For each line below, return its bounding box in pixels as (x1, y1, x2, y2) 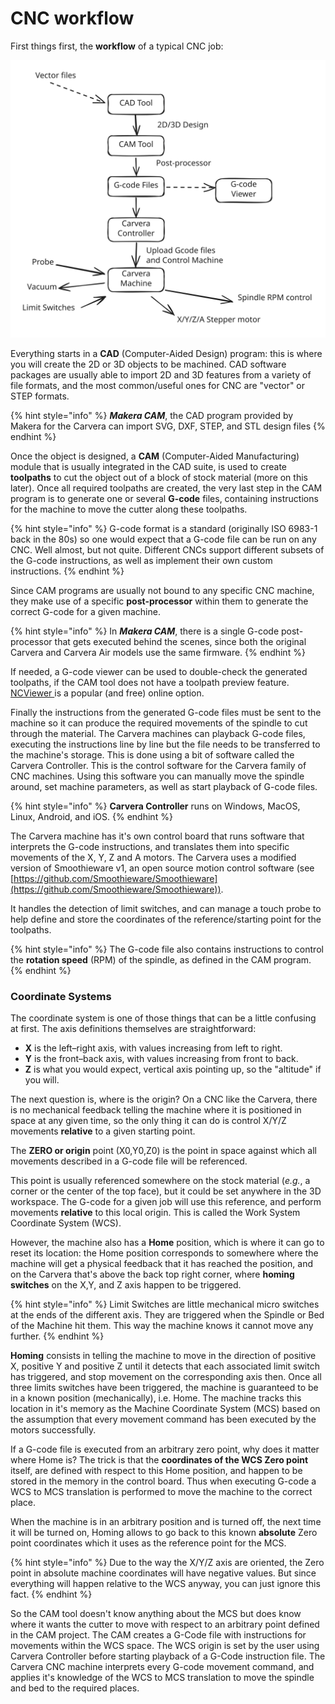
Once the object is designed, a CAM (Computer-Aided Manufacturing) (10, 450, 300, 462)
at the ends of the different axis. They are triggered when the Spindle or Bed (10, 1309, 325, 1321)
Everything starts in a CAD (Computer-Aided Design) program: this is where (10, 347, 323, 359)
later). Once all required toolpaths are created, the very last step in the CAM (10, 482, 323, 494)
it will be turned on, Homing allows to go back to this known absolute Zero (10, 1527, 318, 1539)
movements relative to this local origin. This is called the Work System (10, 1207, 301, 1219)
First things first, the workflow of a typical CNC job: (10, 40, 224, 52)
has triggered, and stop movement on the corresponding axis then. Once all (10, 1371, 322, 1383)
